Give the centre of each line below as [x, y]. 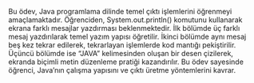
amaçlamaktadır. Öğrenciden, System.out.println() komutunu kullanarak [125, 20]
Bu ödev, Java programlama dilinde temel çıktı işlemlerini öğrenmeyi [120, 11]
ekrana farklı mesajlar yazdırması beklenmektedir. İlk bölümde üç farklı [124, 28]
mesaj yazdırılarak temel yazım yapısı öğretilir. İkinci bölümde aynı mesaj [127, 36]
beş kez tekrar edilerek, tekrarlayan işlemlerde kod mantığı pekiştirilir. [122, 45]
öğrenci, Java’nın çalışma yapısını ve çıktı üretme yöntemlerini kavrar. [122, 70]
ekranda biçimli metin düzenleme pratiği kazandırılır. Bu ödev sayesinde [126, 62]
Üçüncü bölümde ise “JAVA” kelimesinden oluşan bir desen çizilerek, [121, 53]
